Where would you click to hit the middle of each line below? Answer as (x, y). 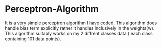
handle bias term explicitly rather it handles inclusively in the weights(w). (80, 28)
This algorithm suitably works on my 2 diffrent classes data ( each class (79, 33)
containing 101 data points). (33, 39)
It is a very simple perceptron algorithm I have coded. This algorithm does (81, 23)
